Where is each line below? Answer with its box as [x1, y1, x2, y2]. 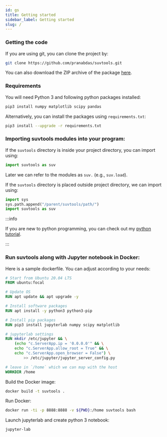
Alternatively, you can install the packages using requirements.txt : [5, 113, 147, 120]
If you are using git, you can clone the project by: [5, 50, 109, 56]
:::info [5, 216, 17, 222]
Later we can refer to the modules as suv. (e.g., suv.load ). [5, 171, 128, 177]
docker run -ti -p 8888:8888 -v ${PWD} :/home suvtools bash [5, 408, 136, 413]
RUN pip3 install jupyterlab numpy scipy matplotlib [5, 322, 120, 327]
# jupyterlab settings [5, 331, 54, 336]
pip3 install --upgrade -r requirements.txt [5, 123, 102, 128]
